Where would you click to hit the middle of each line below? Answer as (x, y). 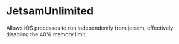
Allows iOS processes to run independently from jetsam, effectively (90, 28)
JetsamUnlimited (50, 11)
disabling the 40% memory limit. (47, 34)
